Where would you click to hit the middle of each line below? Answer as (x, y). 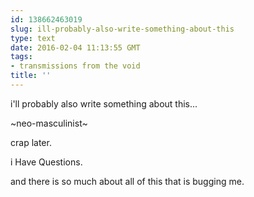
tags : (21, 57)
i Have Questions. (46, 162)
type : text (33, 38)
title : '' (31, 76)
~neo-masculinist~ (49, 123)
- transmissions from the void (75, 66)
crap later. (31, 142)
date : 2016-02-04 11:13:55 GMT (75, 47)
